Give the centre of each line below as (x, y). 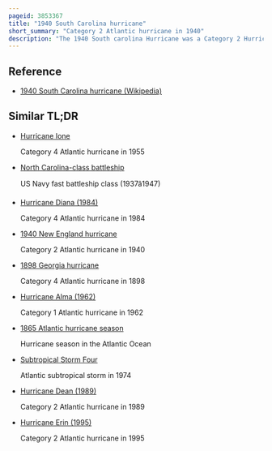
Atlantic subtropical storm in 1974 (76, 375)
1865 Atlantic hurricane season (72, 328)
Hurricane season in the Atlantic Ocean (85, 344)
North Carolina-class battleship (72, 167)
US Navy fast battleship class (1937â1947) (90, 183)
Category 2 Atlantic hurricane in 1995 (82, 438)
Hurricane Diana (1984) (59, 202)
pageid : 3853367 (36, 16)
